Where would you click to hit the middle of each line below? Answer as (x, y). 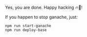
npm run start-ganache (28, 26)
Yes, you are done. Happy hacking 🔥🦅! (44, 7)
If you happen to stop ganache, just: (41, 17)
